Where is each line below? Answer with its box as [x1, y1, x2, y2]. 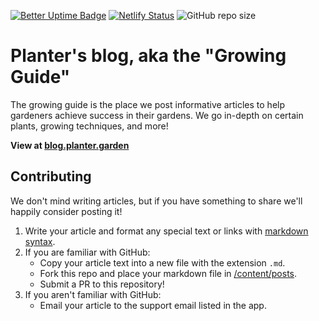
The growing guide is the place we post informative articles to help [10, 98, 286, 110]
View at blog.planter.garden [10, 139, 130, 151]
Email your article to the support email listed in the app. [39, 299, 267, 311]
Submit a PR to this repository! [39, 278, 165, 290]
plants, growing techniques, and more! [10, 120, 169, 132]
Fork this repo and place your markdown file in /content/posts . [39, 267, 298, 279]
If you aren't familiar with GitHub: [24, 288, 162, 300]
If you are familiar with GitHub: [24, 246, 151, 258]
